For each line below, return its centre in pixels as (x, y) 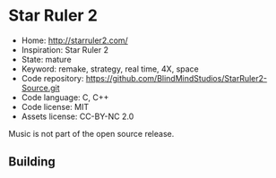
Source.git (40, 88)
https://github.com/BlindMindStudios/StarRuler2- (177, 78)
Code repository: (52, 78)
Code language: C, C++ (65, 97)
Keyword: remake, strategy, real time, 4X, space (110, 69)
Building (32, 162)
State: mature (47, 59)
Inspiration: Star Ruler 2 (65, 49)
